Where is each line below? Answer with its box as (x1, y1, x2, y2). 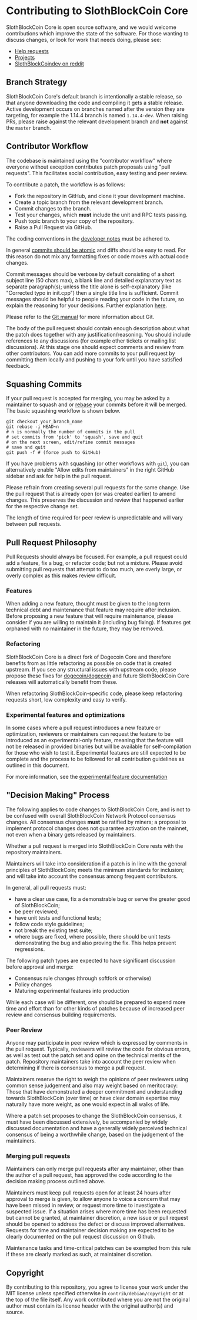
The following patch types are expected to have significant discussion (6, 957, 176, 964)
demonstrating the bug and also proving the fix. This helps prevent (14, 939, 176, 946)
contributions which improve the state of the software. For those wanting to (6, 29, 189, 37)
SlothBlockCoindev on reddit (14, 60, 84, 67)
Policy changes (14, 980, 52, 988)
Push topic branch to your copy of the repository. (14, 217, 134, 225)
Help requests (14, 47, 49, 54)
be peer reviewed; (14, 908, 59, 915)
